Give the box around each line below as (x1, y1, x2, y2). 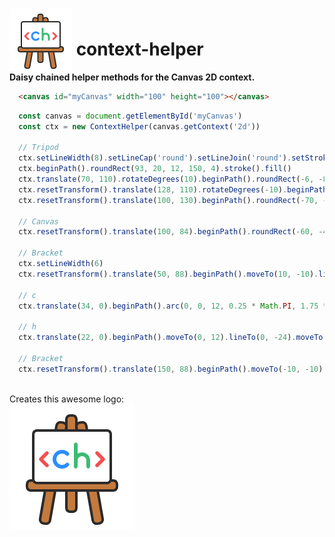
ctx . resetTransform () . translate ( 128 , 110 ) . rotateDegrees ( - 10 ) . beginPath (18, 184, 328, 195)
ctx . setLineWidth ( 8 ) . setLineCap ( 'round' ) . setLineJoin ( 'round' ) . (18, 153, 292, 163)
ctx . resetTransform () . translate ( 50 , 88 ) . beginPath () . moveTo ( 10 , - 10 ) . (18, 269, 319, 279)
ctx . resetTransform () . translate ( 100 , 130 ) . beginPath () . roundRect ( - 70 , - (18, 195, 328, 205)
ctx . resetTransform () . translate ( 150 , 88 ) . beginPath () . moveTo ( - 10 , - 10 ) (18, 364, 324, 374)
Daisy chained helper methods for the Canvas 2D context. (9, 71, 256, 83)
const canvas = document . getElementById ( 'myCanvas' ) (18, 111, 243, 121)
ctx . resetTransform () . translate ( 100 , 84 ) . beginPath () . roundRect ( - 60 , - (18, 227, 324, 237)
